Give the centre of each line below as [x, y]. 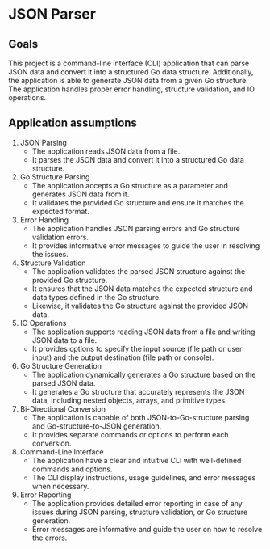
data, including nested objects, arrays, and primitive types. [129, 400]
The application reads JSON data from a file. [106, 151]
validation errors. [60, 237]
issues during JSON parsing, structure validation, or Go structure [140, 512]
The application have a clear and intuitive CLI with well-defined [137, 460]
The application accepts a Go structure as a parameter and [130, 185]
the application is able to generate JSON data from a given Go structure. [128, 80]
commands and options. [72, 469]
